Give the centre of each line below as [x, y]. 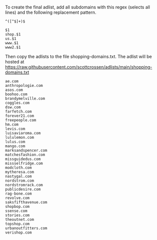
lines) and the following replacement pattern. [51, 12]
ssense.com [16, 211]
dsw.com [13, 107]
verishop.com [19, 233]
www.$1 [12, 43]
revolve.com [17, 198]
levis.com [15, 129]
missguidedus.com [23, 159]
